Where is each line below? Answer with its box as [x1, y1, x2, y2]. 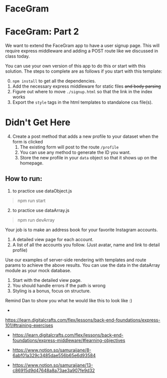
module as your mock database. [5, 267, 71, 273]
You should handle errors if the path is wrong [12, 282, 106, 288]
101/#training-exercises [5, 322, 53, 328]
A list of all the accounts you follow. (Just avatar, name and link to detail [12, 242, 160, 248]
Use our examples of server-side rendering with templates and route [5, 257, 146, 263]
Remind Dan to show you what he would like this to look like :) [5, 297, 132, 303]
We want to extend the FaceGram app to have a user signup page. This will [5, 43, 160, 49]
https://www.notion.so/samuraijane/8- [12, 347, 91, 353]
